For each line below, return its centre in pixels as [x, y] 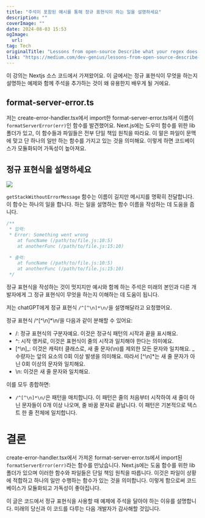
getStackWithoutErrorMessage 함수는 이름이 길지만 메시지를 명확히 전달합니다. [100, 197]
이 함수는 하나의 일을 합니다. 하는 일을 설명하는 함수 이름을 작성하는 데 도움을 [97, 204]
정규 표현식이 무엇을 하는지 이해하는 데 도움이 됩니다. [97, 294]
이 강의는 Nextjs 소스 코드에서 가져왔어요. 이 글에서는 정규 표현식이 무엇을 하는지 [102, 75]
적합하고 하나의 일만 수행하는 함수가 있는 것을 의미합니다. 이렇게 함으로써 [99, 480]
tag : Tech [19, 46]
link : [13, 57]
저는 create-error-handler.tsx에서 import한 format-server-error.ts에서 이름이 [100, 118]
